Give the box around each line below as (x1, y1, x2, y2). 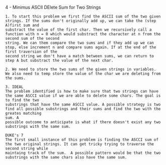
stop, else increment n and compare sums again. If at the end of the (5, 45, 156, 50)
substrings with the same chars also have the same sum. (5, 155, 127, 160)
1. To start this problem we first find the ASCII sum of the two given (5, 14, 161, 19)
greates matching (5, 111, 42, 116)
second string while (5, 146, 49, 151)
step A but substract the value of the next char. (5, 58, 114, 63)
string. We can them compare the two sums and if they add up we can (5, 40, 154, 45)
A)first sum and (5, 23, 39, 28)
